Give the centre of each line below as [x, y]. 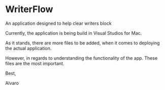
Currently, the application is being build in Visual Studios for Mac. [74, 33]
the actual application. [28, 48]
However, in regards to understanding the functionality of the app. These [81, 58]
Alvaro [12, 83]
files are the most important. [35, 63]
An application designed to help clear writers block [58, 23]
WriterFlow [29, 9]
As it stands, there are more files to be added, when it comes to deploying [82, 43]
